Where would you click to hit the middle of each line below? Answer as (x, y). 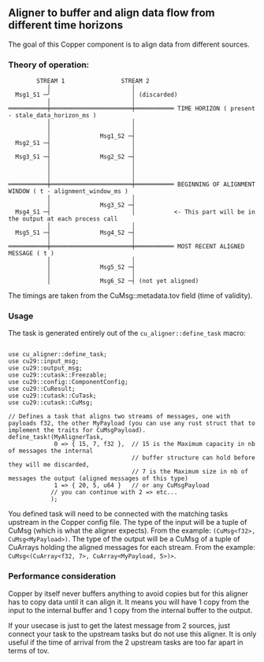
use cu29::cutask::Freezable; (58, 375)
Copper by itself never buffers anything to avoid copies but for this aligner (128, 593)
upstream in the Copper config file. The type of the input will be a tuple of (128, 523)
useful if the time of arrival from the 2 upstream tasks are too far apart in (126, 642)
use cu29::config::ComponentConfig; (68, 382)
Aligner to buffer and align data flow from (112, 13)
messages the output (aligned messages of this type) (99, 479)
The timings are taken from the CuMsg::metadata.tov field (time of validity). (130, 296)
